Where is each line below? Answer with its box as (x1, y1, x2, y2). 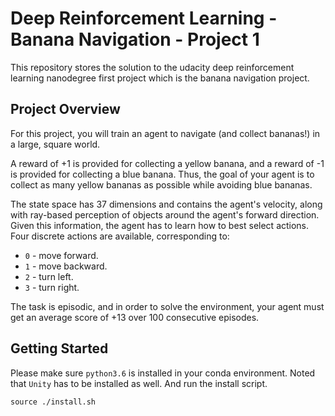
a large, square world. (10, 138, 101, 150)
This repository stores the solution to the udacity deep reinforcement (10, 61, 295, 73)
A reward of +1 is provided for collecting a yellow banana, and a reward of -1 (10, 157, 325, 169)
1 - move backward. (24, 260, 108, 272)
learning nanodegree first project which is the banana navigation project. (10, 72, 310, 84)
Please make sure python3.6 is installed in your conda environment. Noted (10, 367, 316, 379)
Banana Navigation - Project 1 (10, 28, 260, 51)
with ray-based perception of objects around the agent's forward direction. (10, 208, 320, 221)
